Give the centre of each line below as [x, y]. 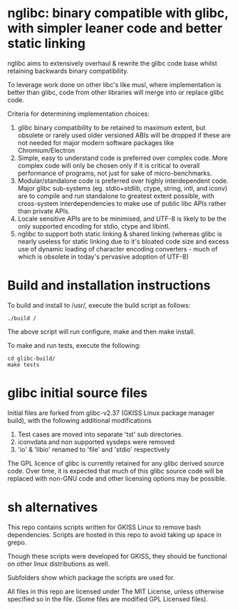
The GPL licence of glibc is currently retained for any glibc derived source [116, 463]
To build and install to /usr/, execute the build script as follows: [99, 305]
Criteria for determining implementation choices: [78, 114]
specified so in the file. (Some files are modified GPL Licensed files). [108, 599]
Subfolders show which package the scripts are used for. [91, 577]
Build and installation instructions [109, 285]
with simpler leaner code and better [115, 28]
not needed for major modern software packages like [96, 142]
